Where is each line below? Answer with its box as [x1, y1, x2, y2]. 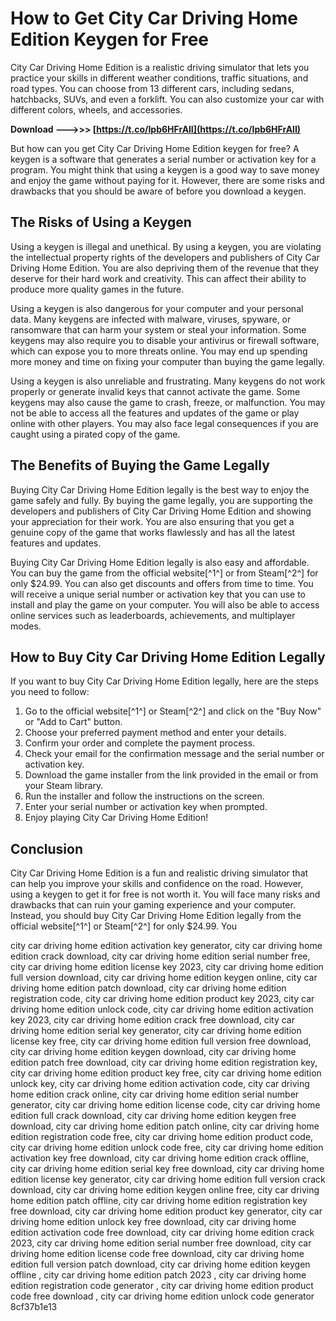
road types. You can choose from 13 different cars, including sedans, [10, 82, 295, 94]
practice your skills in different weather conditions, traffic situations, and [10, 72, 309, 84]
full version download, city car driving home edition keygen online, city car [10, 972, 318, 984]
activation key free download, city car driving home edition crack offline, [10, 1152, 309, 1164]
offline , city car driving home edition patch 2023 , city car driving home [10, 1269, 307, 1281]
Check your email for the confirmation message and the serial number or [24, 748, 325, 760]
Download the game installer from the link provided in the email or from [24, 769, 319, 781]
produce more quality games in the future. [10, 283, 185, 295]
